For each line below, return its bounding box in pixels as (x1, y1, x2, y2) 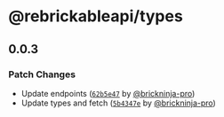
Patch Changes (8, 68, 76, 81)
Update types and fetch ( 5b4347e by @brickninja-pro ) (20, 97, 217, 108)
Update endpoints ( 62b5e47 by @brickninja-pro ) (20, 88, 196, 98)
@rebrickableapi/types (8, 6, 183, 27)
